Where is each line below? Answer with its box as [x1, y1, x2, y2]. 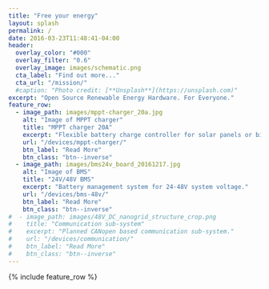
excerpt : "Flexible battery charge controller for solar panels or [22, 130, 252, 138]
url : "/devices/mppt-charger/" [22, 138, 127, 147]
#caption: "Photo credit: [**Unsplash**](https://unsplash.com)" [15, 86, 239, 94]
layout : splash [8, 19, 59, 27]
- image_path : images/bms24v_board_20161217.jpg [15, 161, 181, 169]
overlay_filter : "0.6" [15, 57, 91, 65]
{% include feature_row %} [8, 271, 98, 281]
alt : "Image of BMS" [22, 168, 91, 176]
